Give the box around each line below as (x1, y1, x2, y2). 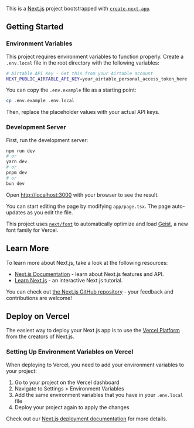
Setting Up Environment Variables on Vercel (6, 348, 134, 356)
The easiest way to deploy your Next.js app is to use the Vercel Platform (6, 327, 181, 334)
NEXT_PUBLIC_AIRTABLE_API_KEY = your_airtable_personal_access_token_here (6, 76, 188, 82)
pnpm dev (6, 170, 28, 176)
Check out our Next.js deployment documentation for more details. (6, 415, 168, 422)
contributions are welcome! (6, 294, 72, 301)
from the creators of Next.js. (6, 333, 74, 340)
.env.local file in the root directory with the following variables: (6, 59, 159, 66)
